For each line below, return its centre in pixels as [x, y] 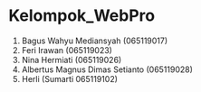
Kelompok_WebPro [82, 16]
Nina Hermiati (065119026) [72, 60]
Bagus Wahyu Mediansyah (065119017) [95, 41]
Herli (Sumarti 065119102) [70, 78]
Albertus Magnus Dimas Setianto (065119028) [107, 69]
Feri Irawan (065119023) [67, 50]
